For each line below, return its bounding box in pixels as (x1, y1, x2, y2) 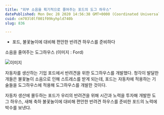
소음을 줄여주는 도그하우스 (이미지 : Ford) (5, 49, 84, 55)
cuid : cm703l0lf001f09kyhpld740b (5, 16, 73, 21)
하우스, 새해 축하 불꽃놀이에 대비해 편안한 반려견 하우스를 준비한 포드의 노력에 (10, 98, 158, 105)
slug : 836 (5, 20, 25, 26)
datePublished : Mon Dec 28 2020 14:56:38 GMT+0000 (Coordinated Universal (5, 12, 161, 17)
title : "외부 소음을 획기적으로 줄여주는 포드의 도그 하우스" (5, 7, 112, 12)
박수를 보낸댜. (5, 105, 32, 111)
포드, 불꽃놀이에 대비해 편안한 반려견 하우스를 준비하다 (12, 39, 116, 45)
